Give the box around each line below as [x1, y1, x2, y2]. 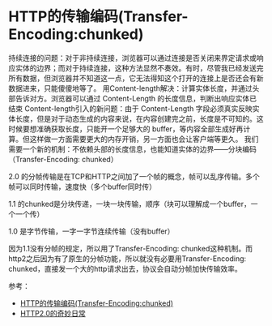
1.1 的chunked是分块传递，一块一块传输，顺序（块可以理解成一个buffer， [8, 199, 251, 208]
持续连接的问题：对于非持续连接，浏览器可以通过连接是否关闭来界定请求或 [8, 53, 257, 62]
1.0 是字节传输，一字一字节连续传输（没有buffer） [8, 226, 175, 236]
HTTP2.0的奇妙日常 [19, 308, 87, 318]
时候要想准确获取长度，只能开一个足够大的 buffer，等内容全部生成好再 [8, 123, 244, 134]
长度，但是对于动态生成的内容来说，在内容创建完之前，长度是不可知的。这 [15, 114, 264, 123]
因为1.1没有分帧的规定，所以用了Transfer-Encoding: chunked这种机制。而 [8, 243, 253, 253]
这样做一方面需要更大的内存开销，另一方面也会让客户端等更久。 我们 [29, 134, 259, 144]
